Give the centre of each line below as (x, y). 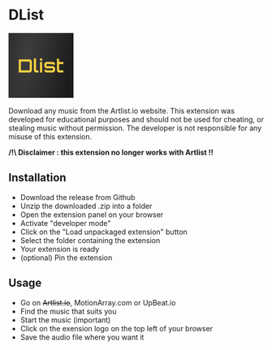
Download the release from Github (78, 197)
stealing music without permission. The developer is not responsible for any (135, 128)
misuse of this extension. (50, 136)
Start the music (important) (65, 320)
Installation (37, 178)
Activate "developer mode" (65, 223)
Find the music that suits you (68, 311)
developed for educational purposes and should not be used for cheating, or (136, 119)
